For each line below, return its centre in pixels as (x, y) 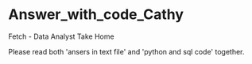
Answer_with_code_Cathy (96, 15)
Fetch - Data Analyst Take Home (61, 36)
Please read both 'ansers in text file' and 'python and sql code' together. (126, 51)
